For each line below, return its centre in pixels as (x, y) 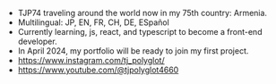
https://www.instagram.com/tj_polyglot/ (91, 60)
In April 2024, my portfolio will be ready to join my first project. (133, 51)
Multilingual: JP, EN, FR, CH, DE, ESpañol (94, 22)
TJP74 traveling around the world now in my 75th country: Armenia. (142, 13)
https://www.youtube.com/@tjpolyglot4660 (98, 70)
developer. (37, 41)
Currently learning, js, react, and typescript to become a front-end (140, 32)
